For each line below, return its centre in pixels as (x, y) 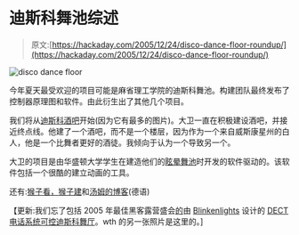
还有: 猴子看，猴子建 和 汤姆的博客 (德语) (80, 191)
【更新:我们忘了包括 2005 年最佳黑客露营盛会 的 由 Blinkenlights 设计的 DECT (149, 210)
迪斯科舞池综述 (64, 18)
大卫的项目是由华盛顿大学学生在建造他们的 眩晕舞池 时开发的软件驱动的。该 (145, 161)
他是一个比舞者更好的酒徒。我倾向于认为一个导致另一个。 (130, 142)
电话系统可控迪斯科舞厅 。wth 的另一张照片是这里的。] (106, 221)
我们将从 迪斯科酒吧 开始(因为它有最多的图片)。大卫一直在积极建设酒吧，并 (145, 120)
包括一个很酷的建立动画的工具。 (75, 172)
